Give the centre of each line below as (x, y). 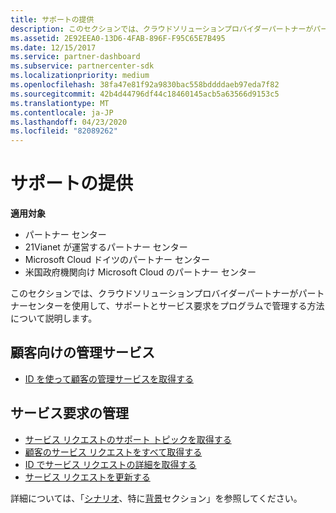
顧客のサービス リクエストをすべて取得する (113, 452)
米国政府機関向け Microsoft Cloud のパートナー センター (140, 272)
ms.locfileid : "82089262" (64, 131)
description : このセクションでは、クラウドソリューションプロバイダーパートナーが (162, 29)
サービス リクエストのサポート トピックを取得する (128, 439)
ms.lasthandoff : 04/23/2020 (69, 122)
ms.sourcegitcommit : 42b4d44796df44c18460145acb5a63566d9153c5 (145, 94)
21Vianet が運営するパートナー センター (106, 247)
